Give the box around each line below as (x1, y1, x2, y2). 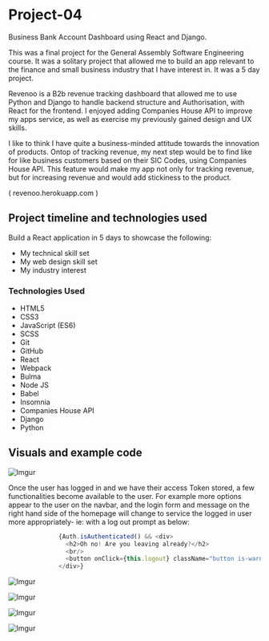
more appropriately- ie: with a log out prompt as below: (8, 517, 190, 526)
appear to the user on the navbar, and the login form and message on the (8, 500, 250, 509)
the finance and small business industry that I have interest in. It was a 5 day (8, 64, 260, 74)
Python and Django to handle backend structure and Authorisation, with (8, 97, 245, 107)
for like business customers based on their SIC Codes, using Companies (8, 155, 247, 165)
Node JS (19, 380, 50, 390)
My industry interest (19, 265, 86, 274)
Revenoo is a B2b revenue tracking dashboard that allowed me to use (8, 88, 238, 98)
